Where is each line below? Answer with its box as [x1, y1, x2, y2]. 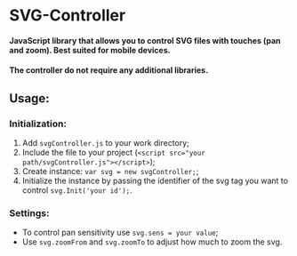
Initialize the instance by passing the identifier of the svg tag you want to [21, 175, 289, 187]
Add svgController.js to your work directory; [21, 138, 189, 148]
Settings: [9, 206, 50, 219]
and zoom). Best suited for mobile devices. [9, 44, 171, 55]
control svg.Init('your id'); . [21, 185, 133, 196]
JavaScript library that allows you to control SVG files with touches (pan [9, 35, 282, 45]
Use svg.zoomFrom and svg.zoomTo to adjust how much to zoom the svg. [21, 236, 283, 247]
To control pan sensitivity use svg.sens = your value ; [21, 228, 219, 238]
